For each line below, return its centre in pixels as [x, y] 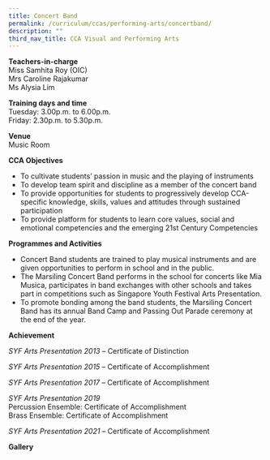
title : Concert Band [43, 16]
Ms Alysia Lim [32, 88]
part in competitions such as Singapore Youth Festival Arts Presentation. [141, 294]
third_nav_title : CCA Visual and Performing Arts [94, 39]
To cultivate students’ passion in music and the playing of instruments [137, 176]
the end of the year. [53, 320]
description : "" [36, 31]
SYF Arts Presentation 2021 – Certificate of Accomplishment [109, 432]
